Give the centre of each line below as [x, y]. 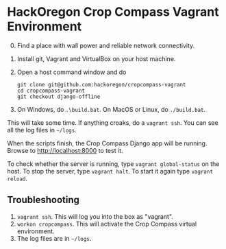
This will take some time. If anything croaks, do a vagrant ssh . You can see [113, 122]
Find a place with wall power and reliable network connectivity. [106, 45]
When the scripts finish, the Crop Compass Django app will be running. [107, 143]
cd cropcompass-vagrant [51, 91]
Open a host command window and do [72, 72]
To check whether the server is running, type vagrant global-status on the [113, 164]
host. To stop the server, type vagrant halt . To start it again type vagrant [110, 171]
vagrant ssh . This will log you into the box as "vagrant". [95, 216]
